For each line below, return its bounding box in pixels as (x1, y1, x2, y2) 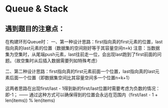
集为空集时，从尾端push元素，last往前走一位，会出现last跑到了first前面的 (5, 51, 157, 57)
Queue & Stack (5, 3, 68, 15)
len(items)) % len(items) (5, 97, 55, 103)
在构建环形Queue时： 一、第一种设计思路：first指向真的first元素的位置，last (5, 39, 163, 44)
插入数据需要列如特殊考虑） (42, 58, 100, 64)
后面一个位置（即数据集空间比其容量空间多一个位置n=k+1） (9, 75, 132, 81)
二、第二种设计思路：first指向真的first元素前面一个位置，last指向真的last (5, 69, 155, 74)
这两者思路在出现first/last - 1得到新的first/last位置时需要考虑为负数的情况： (5, 85, 160, 91)
